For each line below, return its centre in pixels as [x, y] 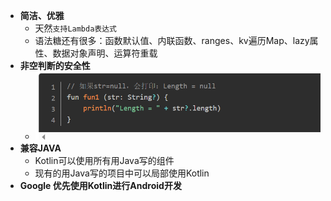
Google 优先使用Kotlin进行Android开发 [100, 186]
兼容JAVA [40, 148]
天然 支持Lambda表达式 [75, 28]
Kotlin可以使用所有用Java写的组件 [104, 161]
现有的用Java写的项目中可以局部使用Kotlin [122, 173]
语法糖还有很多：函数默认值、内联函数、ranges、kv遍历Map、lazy [172, 40]
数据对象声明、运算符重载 [105, 53]
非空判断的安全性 [55, 65]
